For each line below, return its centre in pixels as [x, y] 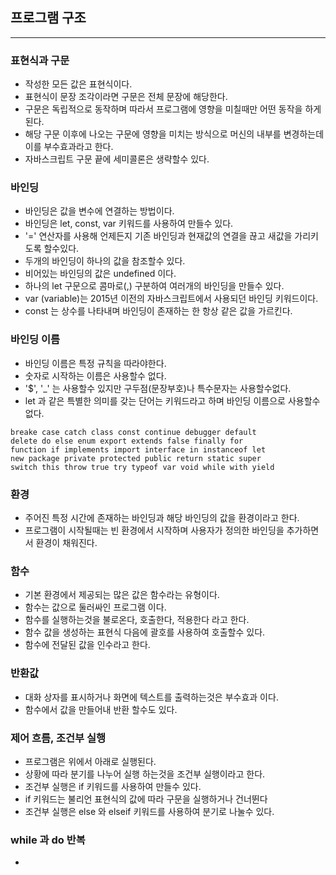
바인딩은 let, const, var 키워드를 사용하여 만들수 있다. [129, 224]
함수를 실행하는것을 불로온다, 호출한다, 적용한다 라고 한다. [137, 620]
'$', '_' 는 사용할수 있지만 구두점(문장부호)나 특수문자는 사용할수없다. [158, 388]
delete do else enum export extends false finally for [127, 441]
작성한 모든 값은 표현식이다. [78, 84]
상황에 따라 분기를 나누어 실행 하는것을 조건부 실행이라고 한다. [145, 774]
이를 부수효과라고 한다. [69, 147]
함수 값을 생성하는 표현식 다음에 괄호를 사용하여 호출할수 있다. [145, 632]
